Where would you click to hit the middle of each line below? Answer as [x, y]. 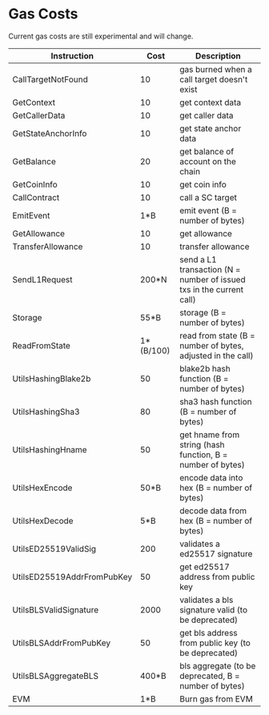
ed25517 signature [216, 553]
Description [218, 55]
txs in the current [212, 289]
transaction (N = [210, 269]
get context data [211, 102]
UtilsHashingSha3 [46, 412]
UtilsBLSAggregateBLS [55, 676]
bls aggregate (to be [218, 665]
